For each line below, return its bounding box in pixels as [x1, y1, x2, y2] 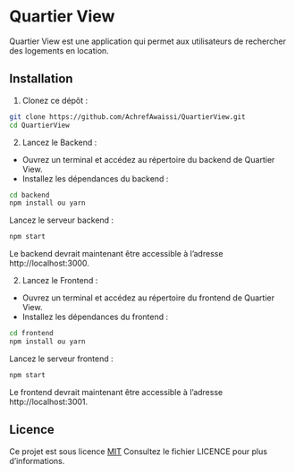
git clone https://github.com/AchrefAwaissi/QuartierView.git [9, 112, 246, 122]
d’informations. [9, 455, 65, 466]
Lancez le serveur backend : [9, 215, 114, 225]
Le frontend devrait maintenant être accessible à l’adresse [9, 386, 223, 397]
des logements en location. [9, 45, 109, 55]
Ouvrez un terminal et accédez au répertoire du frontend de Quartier [21, 292, 275, 303]
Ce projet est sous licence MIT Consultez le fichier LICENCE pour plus [9, 445, 268, 457]
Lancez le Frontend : [21, 275, 98, 286]
